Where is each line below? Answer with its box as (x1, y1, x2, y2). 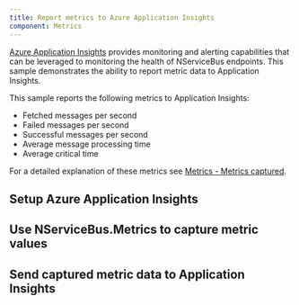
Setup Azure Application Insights (9, 191, 199, 207)
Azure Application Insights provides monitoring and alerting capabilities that (9, 46, 290, 57)
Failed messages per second (22, 119, 129, 130)
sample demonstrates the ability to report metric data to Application (9, 65, 260, 76)
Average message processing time (22, 139, 151, 149)
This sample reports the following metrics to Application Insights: (9, 92, 250, 103)
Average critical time (22, 148, 99, 158)
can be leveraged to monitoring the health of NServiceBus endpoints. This (9, 56, 285, 67)
